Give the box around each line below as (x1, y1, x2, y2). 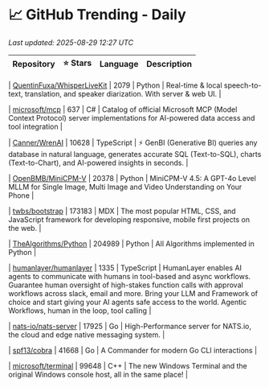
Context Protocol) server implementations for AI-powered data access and (8, 113, 255, 122)
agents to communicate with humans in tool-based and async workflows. (8, 271, 251, 281)
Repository (12, 59, 55, 70)
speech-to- (223, 80, 262, 90)
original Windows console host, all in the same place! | (8, 369, 189, 379)
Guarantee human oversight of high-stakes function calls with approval (8, 280, 243, 290)
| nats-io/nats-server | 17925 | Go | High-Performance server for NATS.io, (8, 321, 251, 331)
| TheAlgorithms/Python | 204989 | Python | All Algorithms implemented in (8, 238, 255, 249)
